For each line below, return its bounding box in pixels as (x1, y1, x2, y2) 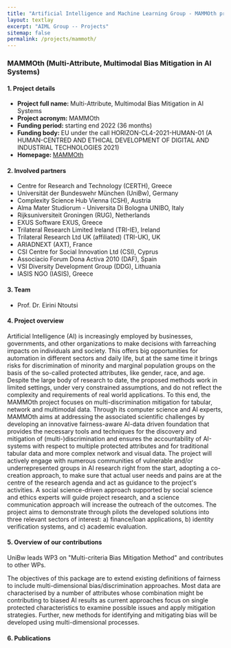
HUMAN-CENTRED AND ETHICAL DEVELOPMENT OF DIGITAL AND (16, 136, 210, 145)
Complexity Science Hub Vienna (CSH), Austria (16, 196, 151, 205)
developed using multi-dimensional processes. (7, 618, 140, 627)
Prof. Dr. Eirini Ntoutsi (16, 301, 78, 309)
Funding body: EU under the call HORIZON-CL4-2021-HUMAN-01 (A (16, 129, 212, 137)
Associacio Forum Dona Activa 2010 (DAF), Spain (16, 255, 157, 263)
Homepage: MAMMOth (16, 151, 84, 159)
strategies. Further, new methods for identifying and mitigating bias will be (7, 611, 218, 619)
